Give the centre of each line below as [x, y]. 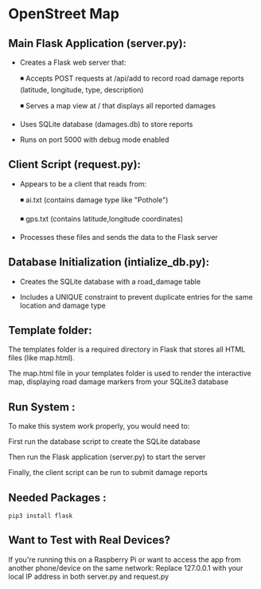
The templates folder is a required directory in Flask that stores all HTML [127, 349]
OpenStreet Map [64, 14]
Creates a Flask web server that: [73, 62]
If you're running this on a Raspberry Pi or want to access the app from [125, 560]
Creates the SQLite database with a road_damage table [110, 281]
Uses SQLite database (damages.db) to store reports [106, 124]
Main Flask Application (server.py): [97, 43]
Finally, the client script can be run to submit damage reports [108, 473]
